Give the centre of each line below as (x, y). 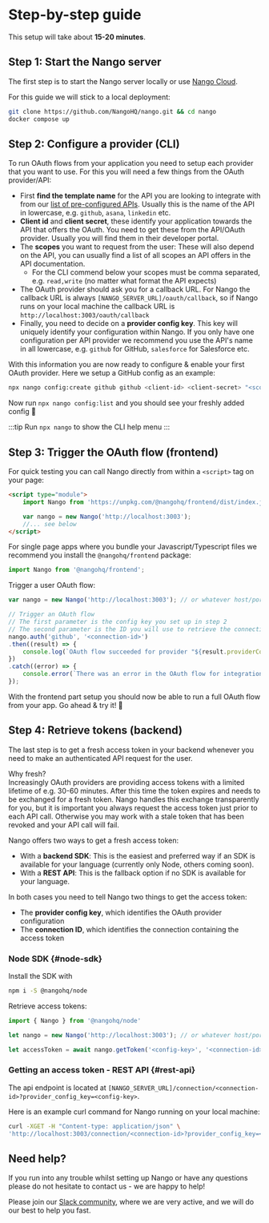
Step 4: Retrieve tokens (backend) (95, 730)
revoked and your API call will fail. (64, 825)
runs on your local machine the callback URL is (97, 307)
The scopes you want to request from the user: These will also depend (137, 247)
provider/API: (30, 180)
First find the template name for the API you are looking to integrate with (140, 196)
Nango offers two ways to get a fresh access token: (94, 840)
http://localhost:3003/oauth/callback (84, 316)
